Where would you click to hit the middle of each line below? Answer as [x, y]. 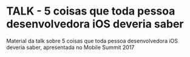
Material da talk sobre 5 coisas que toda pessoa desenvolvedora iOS [92, 41]
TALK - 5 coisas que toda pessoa [91, 11]
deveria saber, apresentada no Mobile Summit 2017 [70, 47]
